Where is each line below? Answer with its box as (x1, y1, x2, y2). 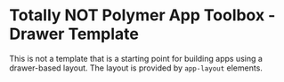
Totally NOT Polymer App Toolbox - (9, 5, 276, 26)
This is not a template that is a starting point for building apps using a (9, 53, 263, 63)
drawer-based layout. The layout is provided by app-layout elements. (9, 63, 263, 73)
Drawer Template (9, 24, 140, 44)
